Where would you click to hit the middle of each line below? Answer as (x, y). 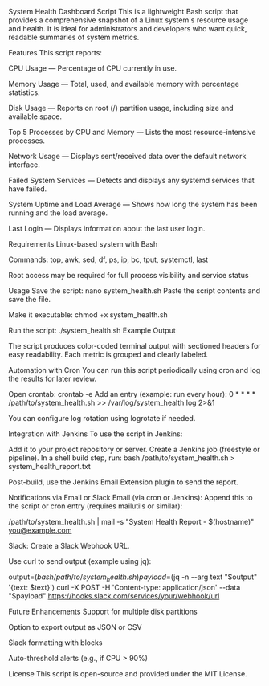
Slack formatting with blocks (55, 643)
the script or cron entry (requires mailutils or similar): (96, 506)
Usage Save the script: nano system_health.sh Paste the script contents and (134, 291)
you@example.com (40, 530)
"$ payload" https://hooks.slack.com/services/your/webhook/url (114, 596)
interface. (24, 165)
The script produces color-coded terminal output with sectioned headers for (134, 346)
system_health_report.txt (49, 466)
